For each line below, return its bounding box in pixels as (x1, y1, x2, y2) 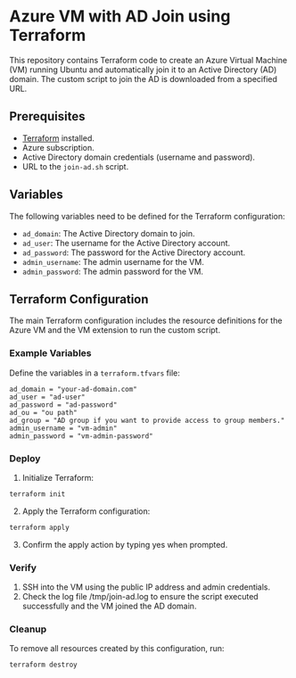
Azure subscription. (21, 142, 95, 153)
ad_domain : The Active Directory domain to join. (21, 227, 195, 238)
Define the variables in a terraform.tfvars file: (9, 368, 180, 378)
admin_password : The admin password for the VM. (21, 266, 203, 277)
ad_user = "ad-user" (9, 393, 86, 401)
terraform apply (9, 523, 70, 532)
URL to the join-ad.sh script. (21, 161, 129, 171)
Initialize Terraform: (21, 472, 95, 483)
